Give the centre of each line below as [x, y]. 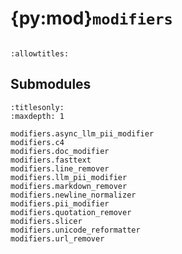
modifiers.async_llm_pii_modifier [82, 133]
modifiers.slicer [46, 221]
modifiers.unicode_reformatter [75, 230]
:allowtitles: [40, 53]
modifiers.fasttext [51, 160]
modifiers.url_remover [57, 238]
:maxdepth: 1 [37, 116]
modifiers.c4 [37, 142]
